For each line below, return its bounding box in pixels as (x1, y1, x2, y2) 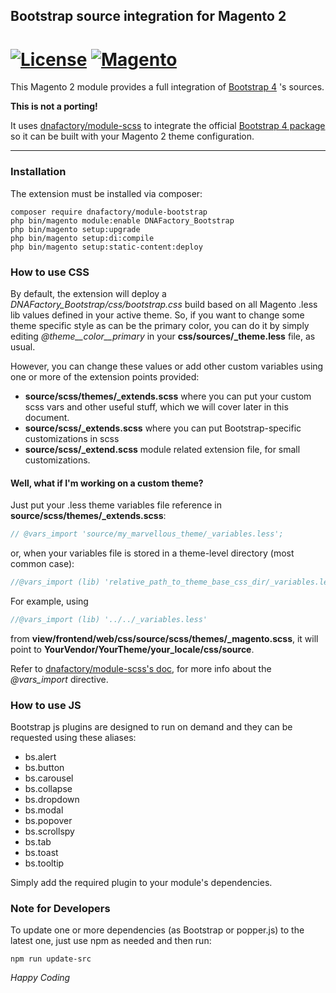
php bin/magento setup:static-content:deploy (10, 242, 203, 252)
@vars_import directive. (10, 673, 109, 685)
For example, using (10, 595, 89, 607)
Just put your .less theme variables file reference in (10, 499, 222, 511)
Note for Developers (10, 901, 111, 915)
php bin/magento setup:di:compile (10, 233, 155, 243)
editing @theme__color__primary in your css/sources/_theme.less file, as (10, 330, 316, 342)
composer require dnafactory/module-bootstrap (10, 207, 208, 217)
